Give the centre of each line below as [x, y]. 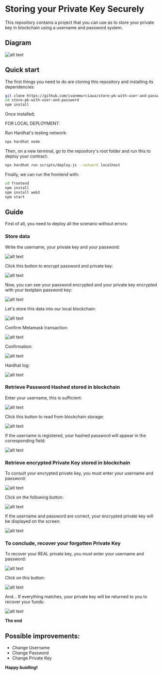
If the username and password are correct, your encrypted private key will [79, 516]
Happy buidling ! [21, 668]
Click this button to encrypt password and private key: [59, 266]
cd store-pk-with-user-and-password [42, 100]
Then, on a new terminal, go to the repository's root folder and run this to [78, 151]
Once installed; [20, 114]
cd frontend [17, 183]
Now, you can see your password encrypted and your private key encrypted [81, 284]
